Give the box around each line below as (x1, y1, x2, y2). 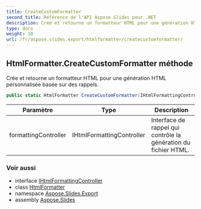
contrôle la (151, 131, 181, 139)
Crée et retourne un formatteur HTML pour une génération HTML (6, 74, 167, 81)
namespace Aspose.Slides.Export (14, 189, 99, 197)
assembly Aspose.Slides (14, 196, 76, 203)
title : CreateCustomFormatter (6, 8, 82, 15)
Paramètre (22, 106, 53, 114)
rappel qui (151, 123, 179, 131)
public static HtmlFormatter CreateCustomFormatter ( (6, 92, 141, 99)
